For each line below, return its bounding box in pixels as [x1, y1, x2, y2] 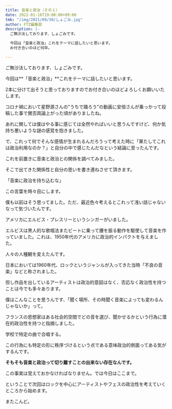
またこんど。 [5, 398, 32, 404]
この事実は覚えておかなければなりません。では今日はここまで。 [5, 370, 139, 376]
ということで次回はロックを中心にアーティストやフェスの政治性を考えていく [5, 381, 166, 387]
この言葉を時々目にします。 [5, 188, 63, 194]
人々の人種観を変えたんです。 [5, 251, 68, 257]
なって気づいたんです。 [5, 206, 54, 212]
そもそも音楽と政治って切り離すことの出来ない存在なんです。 [5, 359, 135, 365]
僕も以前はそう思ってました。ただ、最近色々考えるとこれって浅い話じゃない [5, 199, 166, 205]
